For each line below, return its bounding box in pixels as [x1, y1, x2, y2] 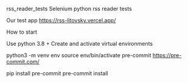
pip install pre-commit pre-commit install [6, 70, 108, 77]
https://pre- [152, 52, 182, 59]
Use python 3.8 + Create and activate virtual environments [6, 40, 153, 47]
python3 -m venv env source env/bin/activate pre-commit [6, 52, 151, 59]
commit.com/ [6, 58, 40, 65]
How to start [6, 28, 38, 35]
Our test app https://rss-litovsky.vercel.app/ [6, 17, 116, 23]
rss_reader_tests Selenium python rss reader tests [6, 5, 132, 12]
